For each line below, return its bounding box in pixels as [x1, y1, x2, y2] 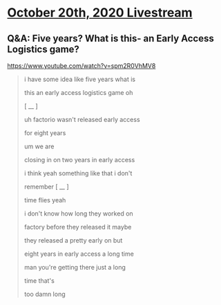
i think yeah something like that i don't [23, 169, 133, 177]
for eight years [23, 129, 66, 137]
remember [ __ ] [23, 182, 69, 191]
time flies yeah [23, 196, 66, 204]
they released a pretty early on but [23, 236, 123, 244]
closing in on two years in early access [23, 156, 135, 164]
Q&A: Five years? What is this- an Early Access [7, 33, 214, 44]
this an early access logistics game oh [23, 89, 133, 96]
